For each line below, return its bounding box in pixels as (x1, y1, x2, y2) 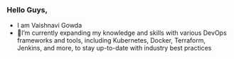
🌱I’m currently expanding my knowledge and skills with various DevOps (16, 28, 227, 37)
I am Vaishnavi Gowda (16, 21, 83, 30)
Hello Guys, (6, 5, 48, 15)
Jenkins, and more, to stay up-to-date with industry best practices (16, 44, 212, 53)
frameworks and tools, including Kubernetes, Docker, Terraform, (16, 36, 206, 45)
